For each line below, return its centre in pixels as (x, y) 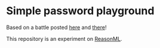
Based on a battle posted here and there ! (56, 27)
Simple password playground (80, 11)
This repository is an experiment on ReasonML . (64, 39)
